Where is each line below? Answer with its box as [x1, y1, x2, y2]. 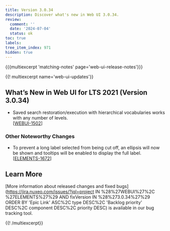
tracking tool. [5, 210, 33, 216]
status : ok [10, 31, 33, 36]
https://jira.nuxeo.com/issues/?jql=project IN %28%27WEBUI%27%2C [7, 188, 155, 195]
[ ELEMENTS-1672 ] [12, 155, 52, 161]
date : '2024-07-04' [10, 26, 51, 31]
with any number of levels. [12, 115, 69, 121]
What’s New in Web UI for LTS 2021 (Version [5, 88, 148, 97]
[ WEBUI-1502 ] [12, 120, 43, 127]
